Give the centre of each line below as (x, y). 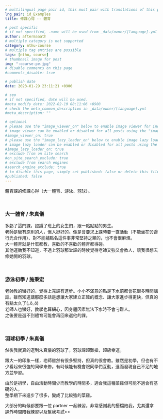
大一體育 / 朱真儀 (25, 214)
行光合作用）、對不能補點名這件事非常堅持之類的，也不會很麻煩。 (70, 238)
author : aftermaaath (26, 37)
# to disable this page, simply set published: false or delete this (77, 172)
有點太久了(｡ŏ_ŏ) (22, 303)
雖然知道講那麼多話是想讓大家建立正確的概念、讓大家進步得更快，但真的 (86, 297)
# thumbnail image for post (33, 59)
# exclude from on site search (37, 154)
